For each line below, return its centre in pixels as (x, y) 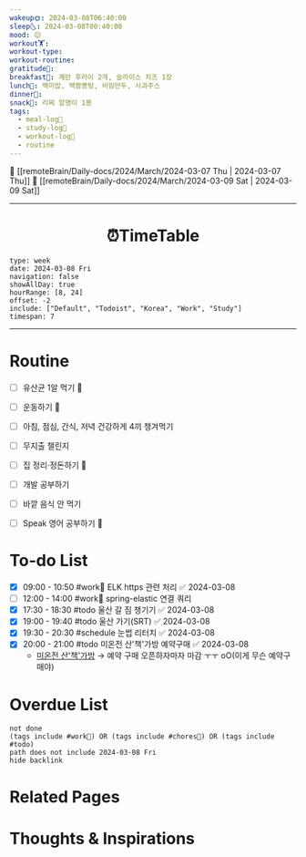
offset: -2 (30, 300)
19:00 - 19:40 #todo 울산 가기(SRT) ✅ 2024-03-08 (117, 622)
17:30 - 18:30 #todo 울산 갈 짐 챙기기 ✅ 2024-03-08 (118, 610)
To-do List (49, 561)
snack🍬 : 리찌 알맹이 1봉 (51, 103)
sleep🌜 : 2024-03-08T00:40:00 (66, 26)
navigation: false (44, 276)
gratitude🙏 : (32, 69)
